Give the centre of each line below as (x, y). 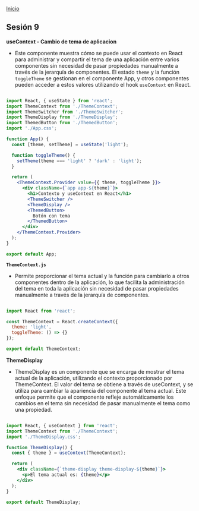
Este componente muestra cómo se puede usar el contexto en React (99, 53)
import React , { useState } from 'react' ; (59, 100)
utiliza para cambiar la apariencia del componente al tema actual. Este (100, 390)
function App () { (28, 139)
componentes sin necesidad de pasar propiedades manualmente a (96, 65)
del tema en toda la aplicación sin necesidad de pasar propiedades (97, 288)
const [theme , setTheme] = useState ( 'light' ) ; (70, 144)
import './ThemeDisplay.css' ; (44, 437)
